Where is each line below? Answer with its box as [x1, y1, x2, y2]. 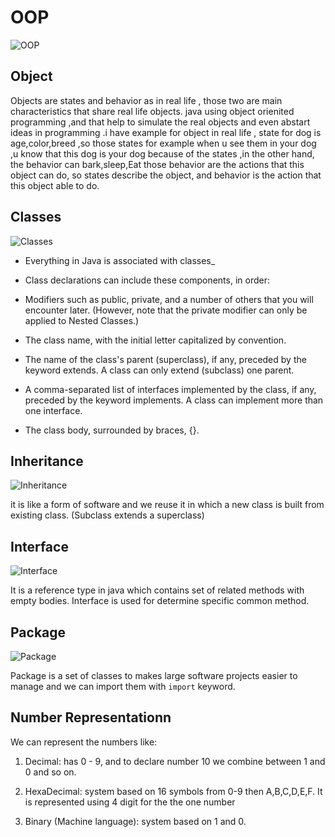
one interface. [24, 404, 83, 416]
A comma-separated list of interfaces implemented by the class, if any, [24, 383, 317, 395]
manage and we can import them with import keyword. [10, 681, 236, 692]
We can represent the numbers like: [10, 736, 158, 748]
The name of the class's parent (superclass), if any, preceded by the [24, 353, 307, 365]
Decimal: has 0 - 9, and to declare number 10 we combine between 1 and [24, 755, 326, 767]
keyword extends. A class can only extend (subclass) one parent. [24, 364, 295, 376]
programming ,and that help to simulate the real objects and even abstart [10, 116, 311, 128]
